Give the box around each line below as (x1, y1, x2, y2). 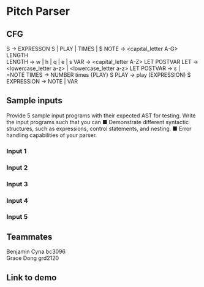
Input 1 (6, 146, 27, 155)
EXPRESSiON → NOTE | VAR (6, 78, 78, 85)
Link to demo (6, 272, 57, 283)
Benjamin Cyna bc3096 (6, 248, 66, 256)
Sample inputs (6, 95, 62, 106)
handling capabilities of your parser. (6, 131, 97, 139)
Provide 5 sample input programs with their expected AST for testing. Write (6, 112, 196, 119)
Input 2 (6, 163, 28, 171)
